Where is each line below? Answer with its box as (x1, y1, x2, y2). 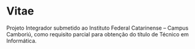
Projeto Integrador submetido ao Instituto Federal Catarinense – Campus (6, 24, 189, 31)
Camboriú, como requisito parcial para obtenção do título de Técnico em (6, 30, 189, 38)
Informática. (6, 37, 37, 44)
